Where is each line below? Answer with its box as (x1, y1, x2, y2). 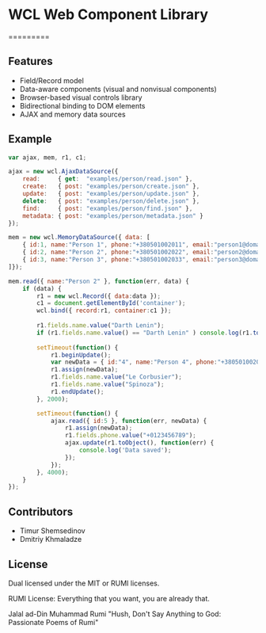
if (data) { (22, 284, 62, 292)
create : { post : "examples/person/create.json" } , (22, 182, 200, 191)
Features (8, 55, 53, 68)
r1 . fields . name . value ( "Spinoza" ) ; (50, 380, 165, 389)
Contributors (8, 505, 74, 518)
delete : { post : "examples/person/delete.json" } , (22, 196, 200, 205)
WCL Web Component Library (8, 6, 208, 24)
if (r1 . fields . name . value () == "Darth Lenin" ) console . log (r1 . (36, 329, 253, 337)
